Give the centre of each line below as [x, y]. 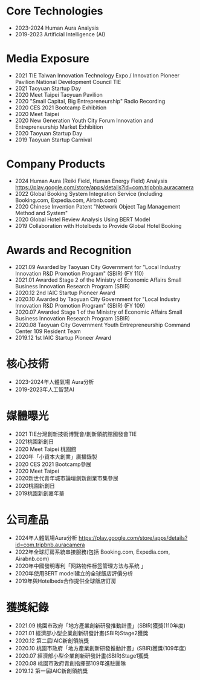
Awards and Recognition [69, 250]
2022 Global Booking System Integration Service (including [89, 193]
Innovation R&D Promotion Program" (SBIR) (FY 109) [80, 305]
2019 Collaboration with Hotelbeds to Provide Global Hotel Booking [98, 225]
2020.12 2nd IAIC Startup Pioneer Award [65, 293]
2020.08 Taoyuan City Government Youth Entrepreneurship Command [102, 325]
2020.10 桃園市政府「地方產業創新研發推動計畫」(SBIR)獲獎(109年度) [101, 648]
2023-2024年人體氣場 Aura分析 [55, 381]
